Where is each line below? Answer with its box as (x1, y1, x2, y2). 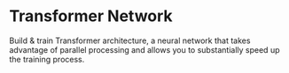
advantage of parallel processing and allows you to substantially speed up (9, 44, 280, 55)
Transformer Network (9, 6, 173, 26)
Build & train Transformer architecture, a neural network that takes (9, 35, 251, 46)
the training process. (9, 54, 85, 64)
